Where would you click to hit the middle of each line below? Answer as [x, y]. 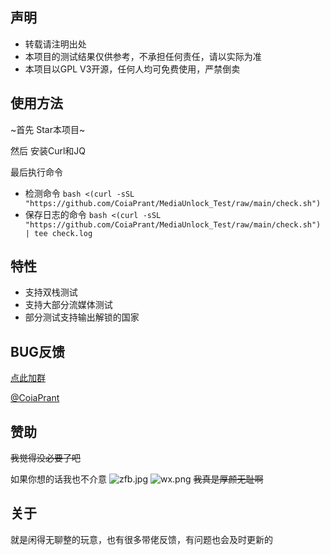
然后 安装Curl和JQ [48, 150]
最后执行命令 [36, 172]
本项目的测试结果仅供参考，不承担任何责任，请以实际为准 [143, 56]
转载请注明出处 [55, 44]
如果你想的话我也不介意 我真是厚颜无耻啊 [137, 479]
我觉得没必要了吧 [45, 458]
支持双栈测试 [51, 292]
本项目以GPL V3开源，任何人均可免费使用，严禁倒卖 [132, 69]
